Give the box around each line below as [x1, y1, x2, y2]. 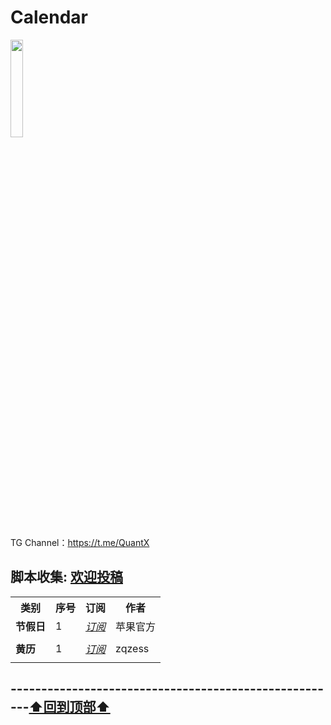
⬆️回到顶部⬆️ [28, 699, 111, 716]
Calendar [10, 6, 88, 29]
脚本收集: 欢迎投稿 [10, 569, 123, 586]
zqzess [115, 641, 150, 655]
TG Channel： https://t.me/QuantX [10, 536, 150, 548]
